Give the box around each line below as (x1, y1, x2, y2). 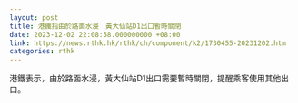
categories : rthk (9, 47, 75, 56)
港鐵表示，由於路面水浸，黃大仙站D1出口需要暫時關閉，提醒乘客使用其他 (9, 73, 282, 84)
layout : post (9, 13, 59, 23)
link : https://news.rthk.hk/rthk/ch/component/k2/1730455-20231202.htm (9, 38, 286, 48)
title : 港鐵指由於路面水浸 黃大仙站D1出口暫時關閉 (9, 22, 182, 31)
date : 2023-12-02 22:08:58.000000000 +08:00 (9, 30, 181, 39)
